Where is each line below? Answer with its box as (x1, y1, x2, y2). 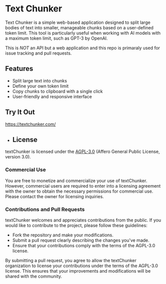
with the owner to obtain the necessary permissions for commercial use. (5, 188, 154, 194)
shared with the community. (5, 273, 62, 279)
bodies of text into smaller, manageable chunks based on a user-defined (5, 24, 154, 30)
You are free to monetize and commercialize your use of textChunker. (5, 177, 148, 184)
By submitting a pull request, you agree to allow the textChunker (5, 257, 137, 263)
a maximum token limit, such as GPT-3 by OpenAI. (5, 35, 108, 41)
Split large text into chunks (12, 77, 67, 83)
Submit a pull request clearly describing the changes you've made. (12, 237, 150, 243)
